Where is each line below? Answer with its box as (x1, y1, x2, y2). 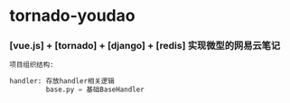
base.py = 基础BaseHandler (45, 85, 145, 95)
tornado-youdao (9, 5, 136, 26)
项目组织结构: (9, 61, 54, 70)
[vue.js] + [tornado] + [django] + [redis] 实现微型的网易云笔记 (9, 40, 281, 52)
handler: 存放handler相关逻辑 (9, 77, 115, 86)
